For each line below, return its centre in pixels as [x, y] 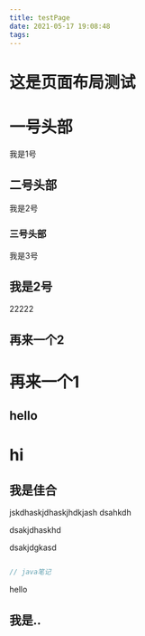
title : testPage [40, 18]
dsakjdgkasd [33, 547]
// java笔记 [30, 572]
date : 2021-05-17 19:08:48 [60, 26]
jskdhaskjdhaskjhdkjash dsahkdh [71, 513]
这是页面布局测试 [73, 82]
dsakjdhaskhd [35, 530]
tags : [19, 34]
